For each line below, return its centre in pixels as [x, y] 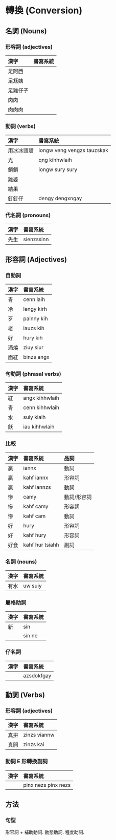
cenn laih [34, 299]
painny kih [36, 319]
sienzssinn [36, 240]
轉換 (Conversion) [44, 10]
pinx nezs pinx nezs [47, 785]
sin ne [30, 636]
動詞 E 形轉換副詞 [27, 762]
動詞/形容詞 [78, 497]
